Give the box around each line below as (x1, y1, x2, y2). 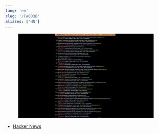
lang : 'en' (5, 8, 29, 13)
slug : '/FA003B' (5, 13, 40, 19)
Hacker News (12, 123, 42, 129)
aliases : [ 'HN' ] (5, 19, 40, 24)
